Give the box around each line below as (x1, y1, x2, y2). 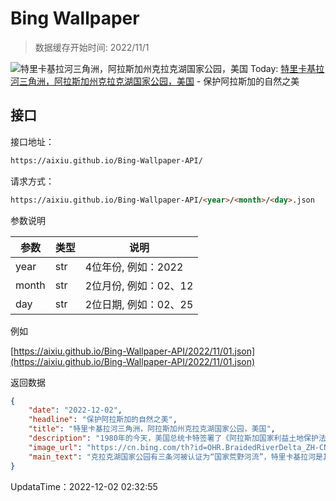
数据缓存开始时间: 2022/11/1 (34, 41, 150, 53)
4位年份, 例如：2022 (84, 260, 184, 274)
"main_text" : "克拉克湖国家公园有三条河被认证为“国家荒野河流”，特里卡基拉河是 (28, 452, 323, 462)
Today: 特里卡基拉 (249, 62, 325, 74)
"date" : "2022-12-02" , (28, 405, 123, 416)
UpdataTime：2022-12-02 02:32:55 (10, 480, 158, 492)
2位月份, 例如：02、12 (84, 278, 194, 292)
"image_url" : (28, 442, 83, 452)
